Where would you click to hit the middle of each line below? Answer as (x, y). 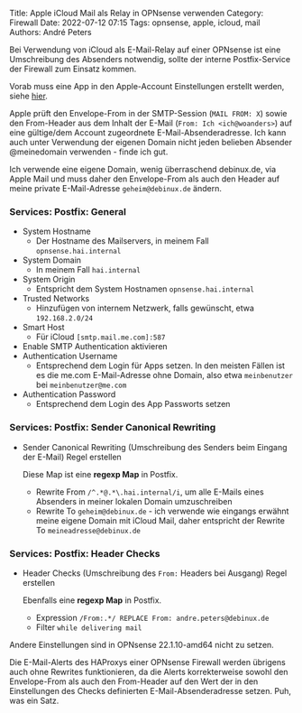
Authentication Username (70, 356)
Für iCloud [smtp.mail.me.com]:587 (101, 337)
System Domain (52, 260)
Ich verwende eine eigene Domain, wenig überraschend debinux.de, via (143, 169)
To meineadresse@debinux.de (88, 530)
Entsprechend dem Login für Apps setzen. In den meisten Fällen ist (160, 366)
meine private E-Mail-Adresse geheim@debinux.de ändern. (116, 188)
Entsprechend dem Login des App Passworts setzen (133, 404)
